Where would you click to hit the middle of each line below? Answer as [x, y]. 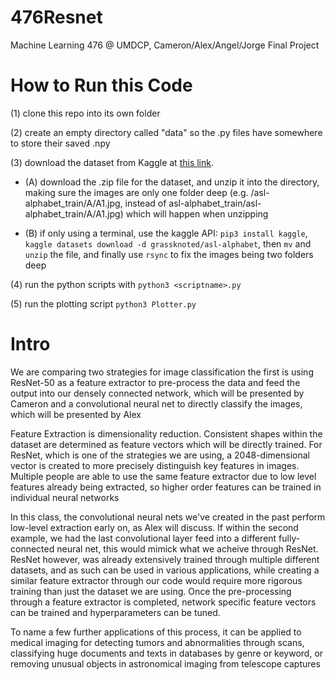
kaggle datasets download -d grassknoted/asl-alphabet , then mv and [168, 243]
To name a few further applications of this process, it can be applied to [156, 632]
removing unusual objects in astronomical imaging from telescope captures [165, 663]
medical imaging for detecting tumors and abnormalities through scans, [157, 642]
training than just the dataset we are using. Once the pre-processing [151, 591]
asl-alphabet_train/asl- [215, 203]
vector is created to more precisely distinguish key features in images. [155, 465]
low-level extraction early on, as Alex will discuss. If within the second [154, 527]
